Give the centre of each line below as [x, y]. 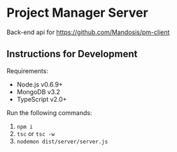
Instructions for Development [72, 54]
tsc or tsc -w [36, 133]
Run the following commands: [49, 112]
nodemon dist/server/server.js [62, 142]
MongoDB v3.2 [38, 91]
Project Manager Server [77, 13]
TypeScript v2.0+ [42, 99]
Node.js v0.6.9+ [40, 84]
